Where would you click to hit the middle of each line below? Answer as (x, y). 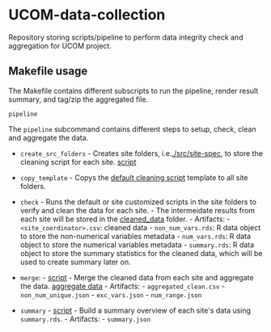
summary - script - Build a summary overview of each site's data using (135, 310)
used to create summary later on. (75, 262)
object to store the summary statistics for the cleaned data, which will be (141, 253)
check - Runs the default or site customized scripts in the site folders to (138, 202)
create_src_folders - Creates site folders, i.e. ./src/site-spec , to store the (141, 153)
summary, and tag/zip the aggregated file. (78, 99)
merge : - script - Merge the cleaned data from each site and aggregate (137, 277)
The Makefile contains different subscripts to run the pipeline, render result (133, 90)
